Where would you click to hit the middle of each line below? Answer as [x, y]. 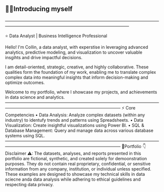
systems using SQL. [25, 135]
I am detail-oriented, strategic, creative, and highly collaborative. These [77, 67]
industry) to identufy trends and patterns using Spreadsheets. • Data [74, 120]
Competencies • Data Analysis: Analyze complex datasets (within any [75, 115]
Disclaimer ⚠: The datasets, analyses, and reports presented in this [73, 153]
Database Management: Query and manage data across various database [79, 130]
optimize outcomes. [25, 82]
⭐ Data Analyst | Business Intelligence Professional [56, 36]
